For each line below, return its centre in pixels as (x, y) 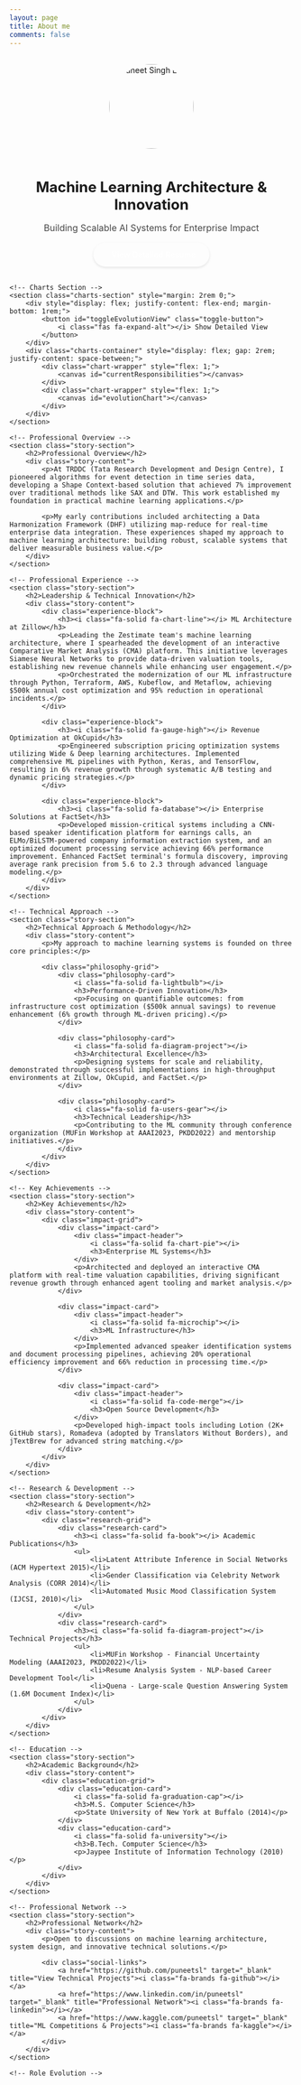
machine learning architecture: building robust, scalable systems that (149, 540)
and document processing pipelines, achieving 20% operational (131, 1354)
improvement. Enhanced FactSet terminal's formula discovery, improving (149, 856)
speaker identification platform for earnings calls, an (142, 833)
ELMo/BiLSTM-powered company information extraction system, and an (141, 841)
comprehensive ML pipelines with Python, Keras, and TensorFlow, (134, 761)
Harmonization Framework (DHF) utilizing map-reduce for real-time (139, 525)
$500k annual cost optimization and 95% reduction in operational (137, 690)
